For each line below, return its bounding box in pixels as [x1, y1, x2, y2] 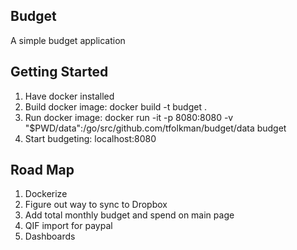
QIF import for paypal [24, 220, 113, 232]
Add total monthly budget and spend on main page [24, 209, 235, 221]
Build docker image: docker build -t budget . [24, 100, 207, 113]
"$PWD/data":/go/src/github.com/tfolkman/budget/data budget [24, 122, 287, 134]
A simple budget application [10, 34, 126, 46]
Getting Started [10, 64, 109, 81]
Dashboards [24, 230, 76, 243]
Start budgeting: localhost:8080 [24, 132, 157, 144]
